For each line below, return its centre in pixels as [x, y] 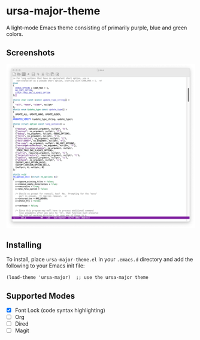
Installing [24, 245]
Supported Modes [41, 296]
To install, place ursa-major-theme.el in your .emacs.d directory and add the [100, 260]
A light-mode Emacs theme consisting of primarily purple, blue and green [97, 28]
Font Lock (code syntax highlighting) [60, 310]
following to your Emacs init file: [46, 266]
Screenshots [31, 53]
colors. [15, 34]
